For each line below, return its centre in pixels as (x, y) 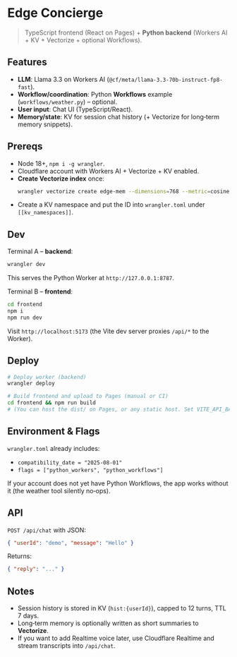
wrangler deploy (31, 384)
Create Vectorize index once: (61, 179)
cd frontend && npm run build (52, 403)
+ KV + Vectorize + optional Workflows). (83, 40)
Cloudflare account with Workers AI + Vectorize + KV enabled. (108, 171)
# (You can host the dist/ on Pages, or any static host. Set (101, 410)
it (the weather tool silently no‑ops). (59, 490)
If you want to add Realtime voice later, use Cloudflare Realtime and (116, 638)
